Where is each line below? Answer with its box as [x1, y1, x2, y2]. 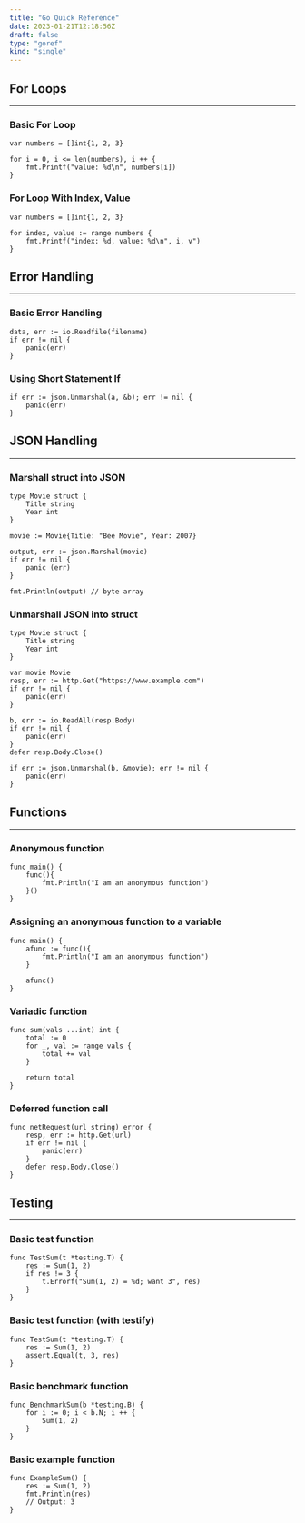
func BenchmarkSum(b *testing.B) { [9, 1400, 144, 1409]
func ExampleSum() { [9, 1474, 88, 1483]
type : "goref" [9, 38, 64, 48]
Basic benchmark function [9, 1379, 129, 1392]
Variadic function [9, 1005, 88, 1018]
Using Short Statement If [9, 372, 121, 384]
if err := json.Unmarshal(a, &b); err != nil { [9, 393, 193, 402]
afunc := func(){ [25, 944, 92, 953]
